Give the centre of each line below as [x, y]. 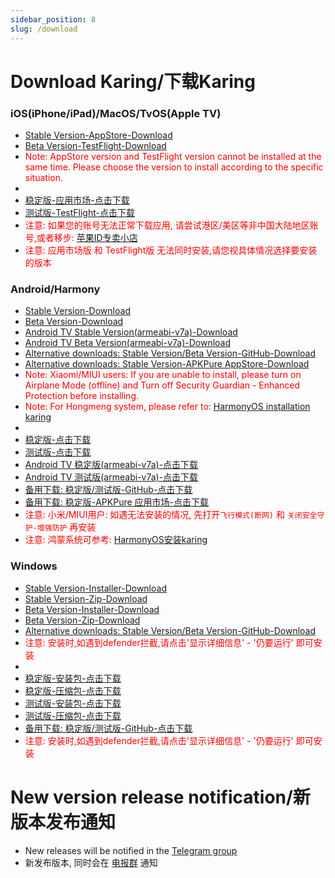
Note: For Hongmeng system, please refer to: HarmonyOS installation [167, 407]
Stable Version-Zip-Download [86, 598]
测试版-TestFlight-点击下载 [79, 212]
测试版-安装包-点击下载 [73, 703]
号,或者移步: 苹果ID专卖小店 [81, 237]
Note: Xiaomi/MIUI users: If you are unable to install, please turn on [163, 375]
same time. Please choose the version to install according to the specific [174, 167]
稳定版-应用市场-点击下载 [77, 200]
